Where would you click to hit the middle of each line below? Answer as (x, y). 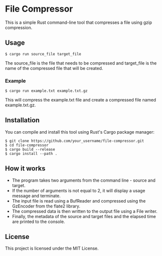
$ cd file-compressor (27, 145)
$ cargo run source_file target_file (43, 54)
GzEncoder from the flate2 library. (46, 206)
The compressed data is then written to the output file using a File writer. (85, 211)
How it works (25, 169)
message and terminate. (36, 196)
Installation (22, 120)
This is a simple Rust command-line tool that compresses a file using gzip (79, 22)
